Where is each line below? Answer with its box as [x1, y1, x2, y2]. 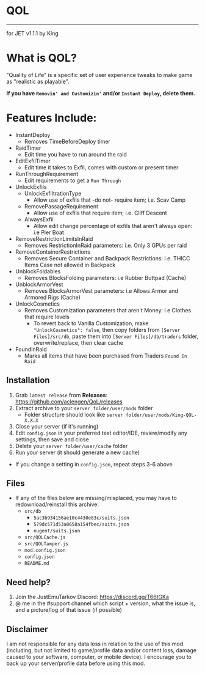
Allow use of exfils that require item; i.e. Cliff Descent [33, 209, 167, 216]
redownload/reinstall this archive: [15, 501, 99, 508]
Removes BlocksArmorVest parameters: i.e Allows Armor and [24, 287, 179, 294]
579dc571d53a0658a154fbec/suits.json [33, 521, 129, 528]
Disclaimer [6, 624, 48, 634]
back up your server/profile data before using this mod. [6, 660, 145, 667]
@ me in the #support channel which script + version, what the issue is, [15, 600, 196, 607]
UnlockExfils [15, 183, 47, 190]
